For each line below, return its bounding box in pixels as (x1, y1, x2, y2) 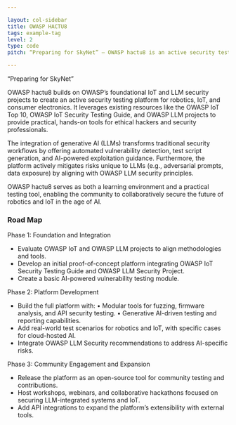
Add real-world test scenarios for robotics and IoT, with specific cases (17, 324, 221, 332)
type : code (7, 43, 39, 50)
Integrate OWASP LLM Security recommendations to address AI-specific (17, 339, 228, 348)
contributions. (17, 381, 58, 390)
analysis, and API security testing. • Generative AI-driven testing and (17, 309, 217, 318)
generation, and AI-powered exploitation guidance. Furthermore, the (7, 154, 205, 162)
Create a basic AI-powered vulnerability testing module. (17, 275, 179, 283)
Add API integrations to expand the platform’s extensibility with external (17, 403, 225, 412)
